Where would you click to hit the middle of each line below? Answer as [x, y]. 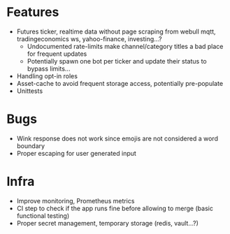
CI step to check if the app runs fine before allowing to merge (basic [115, 208]
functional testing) [43, 215]
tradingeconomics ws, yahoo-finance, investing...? [89, 38]
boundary [31, 146]
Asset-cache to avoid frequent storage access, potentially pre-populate [120, 83]
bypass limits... [49, 68]
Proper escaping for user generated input [77, 153]
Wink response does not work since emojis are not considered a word [117, 138]
